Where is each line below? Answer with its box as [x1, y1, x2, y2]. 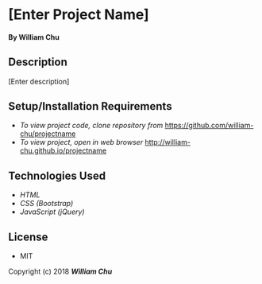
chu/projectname [19, 129, 76, 138]
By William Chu [8, 32, 60, 41]
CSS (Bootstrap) [19, 199, 74, 208]
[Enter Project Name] [8, 6, 149, 24]
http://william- [144, 138, 191, 147]
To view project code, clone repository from [19, 121, 164, 130]
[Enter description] [8, 76, 70, 86]
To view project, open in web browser [19, 138, 144, 147]
